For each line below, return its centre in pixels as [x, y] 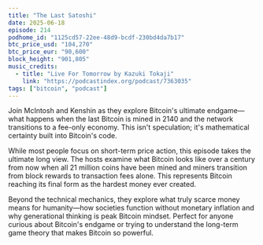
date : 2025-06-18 [37, 23]
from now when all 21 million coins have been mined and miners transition [128, 168]
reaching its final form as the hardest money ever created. [102, 185]
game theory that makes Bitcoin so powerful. [81, 233]
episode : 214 [30, 30]
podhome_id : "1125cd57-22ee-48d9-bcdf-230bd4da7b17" [96, 37]
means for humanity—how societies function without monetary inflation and [131, 208]
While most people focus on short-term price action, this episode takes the [130, 151]
